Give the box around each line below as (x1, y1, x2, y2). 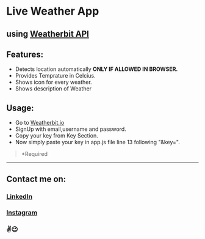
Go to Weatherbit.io (15, 119, 65, 127)
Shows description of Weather (15, 85, 92, 92)
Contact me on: (6, 174, 67, 184)
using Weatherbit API (6, 29, 90, 39)
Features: (6, 49, 44, 59)
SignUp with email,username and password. (15, 125, 126, 133)
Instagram (6, 208, 38, 217)
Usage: (6, 103, 35, 113)
